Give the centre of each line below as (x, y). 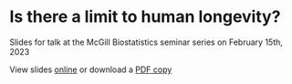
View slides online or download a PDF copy (91, 69)
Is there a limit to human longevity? (145, 17)
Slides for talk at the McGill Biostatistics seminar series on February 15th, (146, 42)
